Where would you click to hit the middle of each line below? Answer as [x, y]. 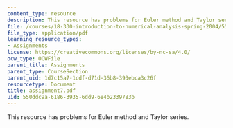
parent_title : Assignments [46, 65]
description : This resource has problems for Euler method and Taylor [111, 20]
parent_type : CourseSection [48, 71]
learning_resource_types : [44, 39]
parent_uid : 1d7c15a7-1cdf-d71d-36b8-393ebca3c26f [82, 78]
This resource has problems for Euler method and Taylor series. [98, 117]
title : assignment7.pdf [42, 91]
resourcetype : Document [42, 84]
